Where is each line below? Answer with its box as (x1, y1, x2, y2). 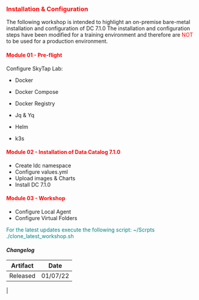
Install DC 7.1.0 (14, 181, 51, 188)
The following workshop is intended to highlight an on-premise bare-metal (6, 19, 191, 26)
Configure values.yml (14, 168, 68, 176)
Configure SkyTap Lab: (6, 65, 63, 72)
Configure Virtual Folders (14, 214, 78, 221)
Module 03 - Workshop (6, 195, 66, 202)
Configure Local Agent (14, 208, 72, 215)
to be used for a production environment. (6, 38, 108, 45)
